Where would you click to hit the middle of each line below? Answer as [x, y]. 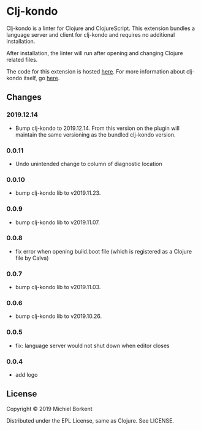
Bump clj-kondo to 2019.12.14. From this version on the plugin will [97, 128]
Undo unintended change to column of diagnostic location [89, 164]
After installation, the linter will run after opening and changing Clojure [95, 53]
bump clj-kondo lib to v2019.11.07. [57, 222]
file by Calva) [32, 258]
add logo [26, 375]
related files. [22, 59]
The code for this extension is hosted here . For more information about [96, 71]
